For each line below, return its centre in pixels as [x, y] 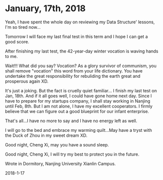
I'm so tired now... [23, 27]
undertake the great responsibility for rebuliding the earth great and [73, 76]
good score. [17, 41]
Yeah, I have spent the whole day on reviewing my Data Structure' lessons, [80, 22]
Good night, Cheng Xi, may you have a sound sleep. [57, 144]
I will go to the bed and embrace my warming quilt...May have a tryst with [79, 130]
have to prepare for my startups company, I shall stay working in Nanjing [78, 101]
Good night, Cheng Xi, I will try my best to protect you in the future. [72, 154]
